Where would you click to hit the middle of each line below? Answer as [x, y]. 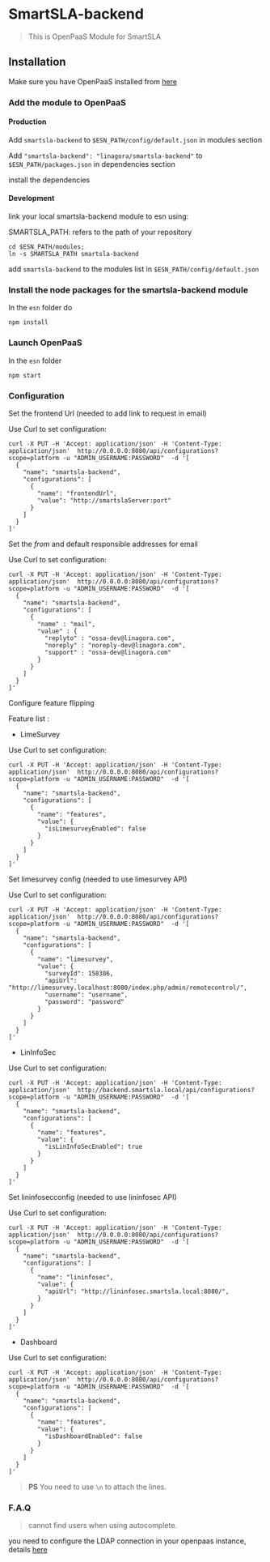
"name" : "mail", [66, 624]
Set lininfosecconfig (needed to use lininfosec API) [93, 1197]
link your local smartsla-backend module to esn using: [99, 216]
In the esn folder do [40, 308]
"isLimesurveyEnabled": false [95, 828]
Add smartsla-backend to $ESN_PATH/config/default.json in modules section [135, 139]
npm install [28, 322]
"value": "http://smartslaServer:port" [105, 500]
